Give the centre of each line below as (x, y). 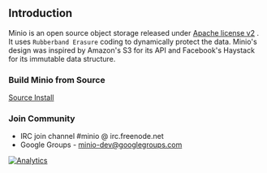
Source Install (31, 97)
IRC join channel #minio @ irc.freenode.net (92, 136)
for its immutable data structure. (62, 58)
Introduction (41, 13)
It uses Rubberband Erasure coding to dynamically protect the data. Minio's (133, 41)
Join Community (42, 119)
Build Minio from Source (57, 80)
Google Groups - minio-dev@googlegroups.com (101, 145)
